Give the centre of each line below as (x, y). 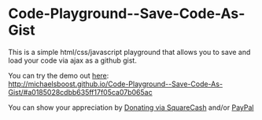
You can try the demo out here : (59, 75)
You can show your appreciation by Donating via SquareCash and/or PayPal (131, 107)
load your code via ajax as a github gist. (73, 60)
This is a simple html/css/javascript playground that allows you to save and (129, 52)
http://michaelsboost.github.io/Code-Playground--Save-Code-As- (115, 84)
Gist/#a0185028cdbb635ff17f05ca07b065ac (80, 92)
